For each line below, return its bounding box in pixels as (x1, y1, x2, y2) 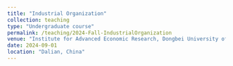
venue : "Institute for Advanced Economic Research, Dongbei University (7, 36, 218, 43)
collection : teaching (7, 16, 70, 23)
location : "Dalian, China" (7, 49, 85, 56)
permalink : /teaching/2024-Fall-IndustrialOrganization (7, 29, 172, 36)
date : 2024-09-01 (7, 42, 58, 49)
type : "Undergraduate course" (7, 23, 95, 30)
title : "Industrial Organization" (7, 10, 107, 17)
